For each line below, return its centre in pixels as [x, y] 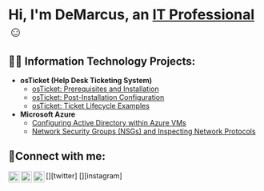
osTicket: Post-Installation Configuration [98, 97]
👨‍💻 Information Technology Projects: [102, 61]
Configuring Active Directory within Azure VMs [109, 123]
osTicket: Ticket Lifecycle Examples [91, 106]
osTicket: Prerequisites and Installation [96, 89]
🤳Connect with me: [57, 156]
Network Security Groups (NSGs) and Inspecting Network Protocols [144, 131]
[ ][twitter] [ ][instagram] [84, 175]
